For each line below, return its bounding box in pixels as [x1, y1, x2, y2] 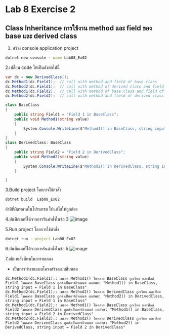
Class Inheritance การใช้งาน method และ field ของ [5, 24, 152, 32]
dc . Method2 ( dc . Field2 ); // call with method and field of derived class [5, 93, 164, 98]
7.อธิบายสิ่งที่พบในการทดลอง [5, 256, 53, 262]
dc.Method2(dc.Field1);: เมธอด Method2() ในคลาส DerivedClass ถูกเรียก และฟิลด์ [5, 289, 161, 294]
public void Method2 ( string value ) [14, 154, 90, 159]
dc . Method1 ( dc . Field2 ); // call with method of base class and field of [5, 89, 164, 94]
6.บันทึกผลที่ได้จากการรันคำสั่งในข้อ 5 [5, 246, 69, 251]
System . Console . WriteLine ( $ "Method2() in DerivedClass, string [23, 164, 159, 169]
